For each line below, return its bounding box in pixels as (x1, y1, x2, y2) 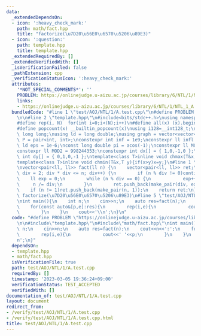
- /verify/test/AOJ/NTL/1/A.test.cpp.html (6, 315, 114, 321)
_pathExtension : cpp (11, 70, 63, 76)
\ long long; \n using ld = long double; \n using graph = (17, 131, 157, 138)
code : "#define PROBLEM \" (11, 215, 79, 221)
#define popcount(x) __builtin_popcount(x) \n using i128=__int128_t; (17, 126, 191, 132)
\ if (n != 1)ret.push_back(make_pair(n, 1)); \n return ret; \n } (17, 187, 197, 193)
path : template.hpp (17, 43, 66, 49)
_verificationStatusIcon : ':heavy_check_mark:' (11, 75, 133, 81)
